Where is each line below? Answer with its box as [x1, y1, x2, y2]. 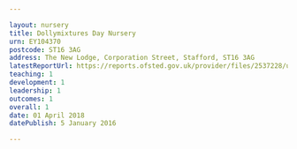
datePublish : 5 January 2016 [9, 119, 117, 128]
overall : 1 [9, 102, 49, 111]
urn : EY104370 [9, 37, 62, 46]
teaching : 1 [9, 70, 53, 79]
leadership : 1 [9, 86, 62, 95]
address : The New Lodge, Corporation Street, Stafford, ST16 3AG [9, 54, 255, 63]
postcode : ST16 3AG [9, 45, 81, 54]
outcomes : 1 [9, 94, 53, 103]
